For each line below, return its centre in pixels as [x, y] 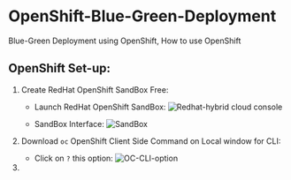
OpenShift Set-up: [60, 68]
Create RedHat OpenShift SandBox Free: [95, 89]
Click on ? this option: [74, 158]
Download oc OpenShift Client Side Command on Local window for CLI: [151, 141]
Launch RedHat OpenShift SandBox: [100, 107]
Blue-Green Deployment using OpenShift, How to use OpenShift [125, 41]
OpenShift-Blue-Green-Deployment [142, 16]
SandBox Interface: [69, 124]
